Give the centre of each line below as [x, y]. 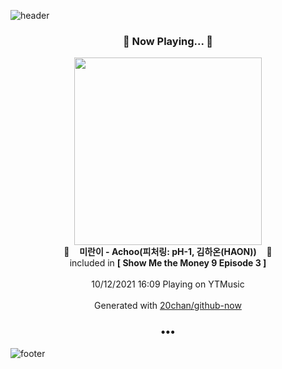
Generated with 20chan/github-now [168, 306]
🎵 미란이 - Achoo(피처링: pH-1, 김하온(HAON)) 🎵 [168, 252]
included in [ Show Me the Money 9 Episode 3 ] [168, 263]
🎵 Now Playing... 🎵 [168, 41]
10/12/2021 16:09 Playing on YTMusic [168, 284]
